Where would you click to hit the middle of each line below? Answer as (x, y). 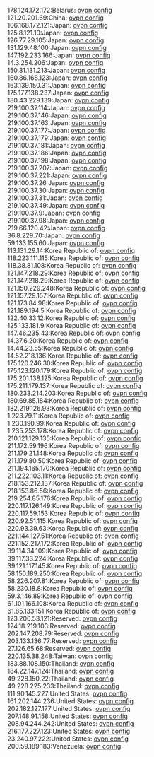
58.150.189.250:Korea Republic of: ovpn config (75, 573)
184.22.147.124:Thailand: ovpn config (61, 671)
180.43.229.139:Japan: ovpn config (58, 100)
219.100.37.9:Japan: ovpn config (54, 213)
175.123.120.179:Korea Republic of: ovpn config (75, 371)
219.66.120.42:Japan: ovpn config (57, 228)
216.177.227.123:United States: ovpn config (69, 731)
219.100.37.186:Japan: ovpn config (57, 153)
